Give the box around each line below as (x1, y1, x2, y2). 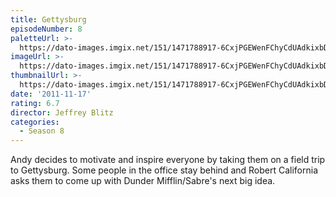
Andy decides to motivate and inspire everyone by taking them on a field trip (10, 154, 326, 166)
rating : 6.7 (10, 98, 60, 108)
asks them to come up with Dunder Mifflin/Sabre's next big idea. (10, 175, 276, 187)
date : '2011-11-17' (10, 89, 92, 99)
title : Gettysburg (10, 14, 87, 25)
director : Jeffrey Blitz (10, 107, 114, 118)
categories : (10, 117, 60, 127)
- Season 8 (19, 126, 65, 136)
